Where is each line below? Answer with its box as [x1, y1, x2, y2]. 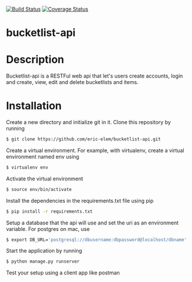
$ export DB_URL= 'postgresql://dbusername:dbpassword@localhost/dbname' [6, 237, 187, 243]
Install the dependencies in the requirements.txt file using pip [6, 197, 154, 204]
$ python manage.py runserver [6, 258, 80, 264]
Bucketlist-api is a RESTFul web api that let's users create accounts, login [6, 72, 183, 79]
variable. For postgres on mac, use [6, 225, 90, 232]
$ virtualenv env [6, 164, 49, 170]
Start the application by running [6, 247, 83, 254]
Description [6, 53, 64, 66]
